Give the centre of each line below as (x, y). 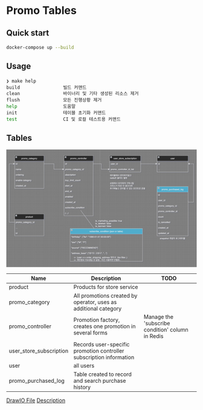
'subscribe (157, 323)
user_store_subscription (38, 351)
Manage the (159, 317)
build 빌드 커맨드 (47, 87)
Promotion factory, (97, 320)
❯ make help (21, 81)
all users (84, 366)
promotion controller (99, 351)
